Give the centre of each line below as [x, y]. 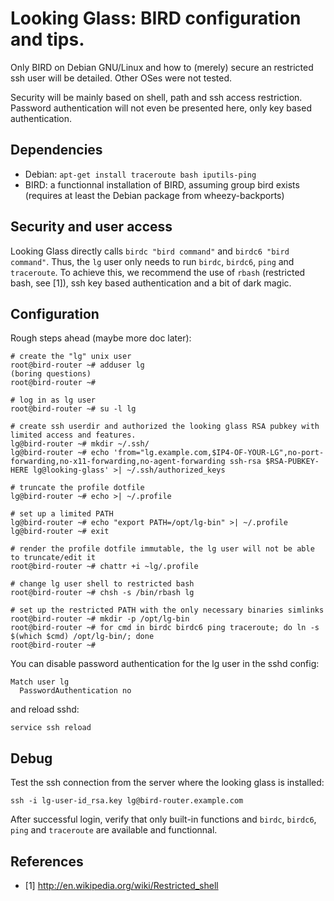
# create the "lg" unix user [71, 357]
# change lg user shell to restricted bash [102, 584]
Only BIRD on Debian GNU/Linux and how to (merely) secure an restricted [162, 67]
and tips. [47, 39]
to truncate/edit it [53, 558]
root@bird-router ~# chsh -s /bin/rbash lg [102, 593]
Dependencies [56, 150]
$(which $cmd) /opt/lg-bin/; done [82, 637]
